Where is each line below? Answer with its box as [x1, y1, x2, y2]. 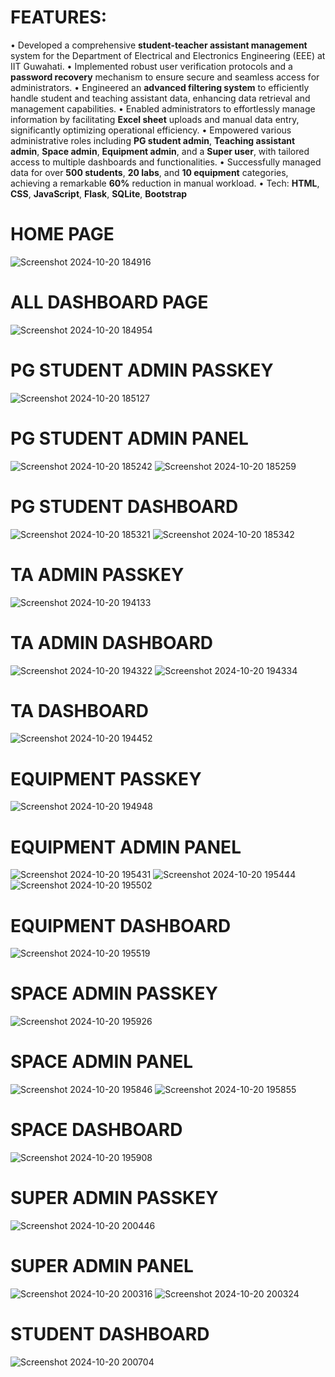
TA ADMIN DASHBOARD [10, 631, 213, 654]
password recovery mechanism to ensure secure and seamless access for [10, 71, 320, 83]
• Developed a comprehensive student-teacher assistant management [10, 39, 308, 51]
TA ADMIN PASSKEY [10, 563, 185, 586]
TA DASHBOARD [10, 699, 149, 722]
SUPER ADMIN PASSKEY [10, 1187, 219, 1210]
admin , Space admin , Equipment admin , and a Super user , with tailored [10, 145, 310, 157]
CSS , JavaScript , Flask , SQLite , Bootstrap [10, 187, 188, 200]
